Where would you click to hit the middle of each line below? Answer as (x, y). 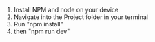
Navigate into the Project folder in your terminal (81, 17)
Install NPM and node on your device (66, 10)
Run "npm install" (38, 24)
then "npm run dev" (42, 31)
